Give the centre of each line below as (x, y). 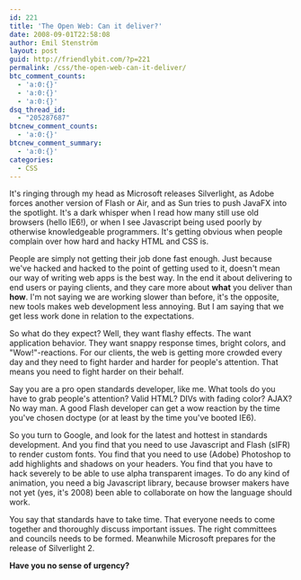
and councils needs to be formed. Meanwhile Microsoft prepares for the (142, 539)
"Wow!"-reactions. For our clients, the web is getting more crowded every (146, 352)
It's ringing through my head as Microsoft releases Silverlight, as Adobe (142, 193)
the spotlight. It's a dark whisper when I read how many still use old (134, 213)
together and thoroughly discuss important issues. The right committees (143, 529)
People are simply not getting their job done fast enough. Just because (141, 259)
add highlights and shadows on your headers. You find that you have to (141, 464)
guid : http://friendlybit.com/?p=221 (80, 59)
